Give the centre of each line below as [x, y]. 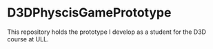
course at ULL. [28, 39]
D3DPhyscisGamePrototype [89, 13]
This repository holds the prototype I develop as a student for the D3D [107, 32]
